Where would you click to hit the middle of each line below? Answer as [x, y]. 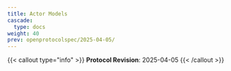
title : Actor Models [38, 14]
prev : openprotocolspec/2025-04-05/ [61, 40]
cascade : [20, 20]
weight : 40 [23, 33]
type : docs [30, 27]
